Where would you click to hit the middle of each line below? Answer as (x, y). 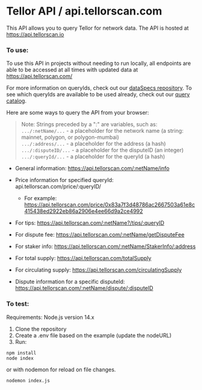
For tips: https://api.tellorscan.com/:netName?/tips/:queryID (90, 223)
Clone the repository (41, 329)
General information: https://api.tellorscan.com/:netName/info (92, 169)
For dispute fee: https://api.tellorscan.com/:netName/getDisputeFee (100, 235)
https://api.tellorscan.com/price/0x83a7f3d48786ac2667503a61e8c (109, 205)
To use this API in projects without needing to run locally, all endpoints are (99, 63)
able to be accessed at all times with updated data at (72, 70)
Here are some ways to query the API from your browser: (78, 113)
